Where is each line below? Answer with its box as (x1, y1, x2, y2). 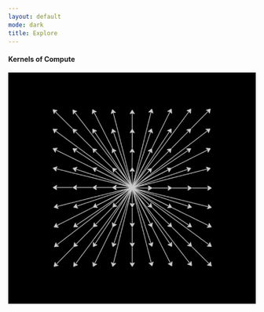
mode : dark (8, 20, 44, 29)
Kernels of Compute (8, 54, 75, 63)
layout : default (8, 13, 61, 20)
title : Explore (8, 29, 58, 37)
